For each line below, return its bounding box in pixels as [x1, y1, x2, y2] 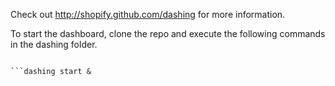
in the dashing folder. [10, 39, 98, 50]
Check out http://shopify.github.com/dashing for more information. [10, 9, 286, 20]
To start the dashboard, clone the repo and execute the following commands [10, 28, 326, 39]
